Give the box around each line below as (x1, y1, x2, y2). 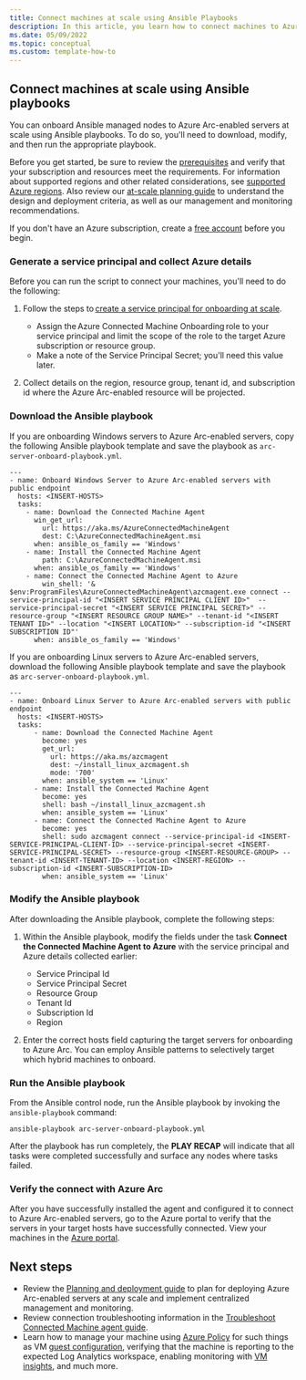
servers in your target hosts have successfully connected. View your (9, 1223, 267, 1234)
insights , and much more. (22, 1361, 118, 1372)
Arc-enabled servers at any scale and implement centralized (22, 1292, 250, 1304)
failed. (9, 1160, 34, 1171)
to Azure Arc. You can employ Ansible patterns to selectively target (22, 1043, 275, 1054)
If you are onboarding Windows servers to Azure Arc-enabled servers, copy (9, 431, 294, 441)
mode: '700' (49, 768, 96, 777)
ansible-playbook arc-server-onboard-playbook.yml (9, 1125, 206, 1134)
